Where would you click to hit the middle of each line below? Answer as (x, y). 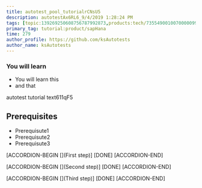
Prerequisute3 (32, 143)
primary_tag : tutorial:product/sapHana (56, 29)
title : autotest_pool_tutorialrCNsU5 (54, 12)
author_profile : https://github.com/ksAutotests (68, 40)
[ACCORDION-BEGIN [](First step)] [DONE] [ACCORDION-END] (85, 155)
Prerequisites (32, 116)
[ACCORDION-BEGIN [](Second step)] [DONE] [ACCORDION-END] (89, 166)
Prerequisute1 (32, 130)
